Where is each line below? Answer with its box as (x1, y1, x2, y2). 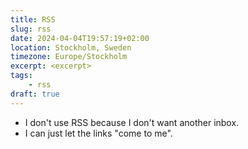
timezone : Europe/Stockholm (10, 52, 128, 62)
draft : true (10, 89, 60, 99)
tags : (10, 71, 33, 81)
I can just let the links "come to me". (24, 127, 173, 139)
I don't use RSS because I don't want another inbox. (24, 116, 240, 128)
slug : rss (10, 24, 52, 34)
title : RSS (10, 14, 56, 25)
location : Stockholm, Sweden (10, 42, 132, 53)
